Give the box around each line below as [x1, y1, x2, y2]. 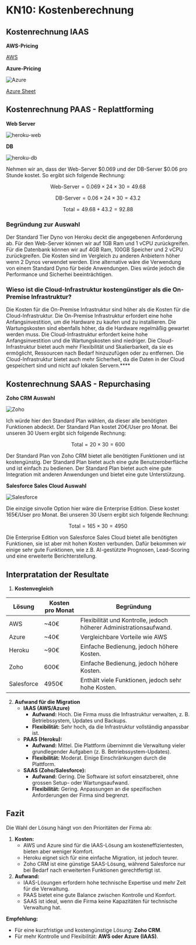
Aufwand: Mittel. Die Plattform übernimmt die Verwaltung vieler [32, 742, 185, 749]
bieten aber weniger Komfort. [23, 848, 94, 855]
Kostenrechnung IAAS [6, 27, 89, 37]
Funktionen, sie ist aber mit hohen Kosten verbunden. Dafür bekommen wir [6, 540, 187, 547]
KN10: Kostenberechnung [6, 4, 134, 17]
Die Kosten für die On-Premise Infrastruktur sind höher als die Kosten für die [6, 306, 190, 313]
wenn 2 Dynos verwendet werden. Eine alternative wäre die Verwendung [6, 259, 181, 266]
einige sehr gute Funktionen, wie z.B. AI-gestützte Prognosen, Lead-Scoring [6, 547, 190, 554]
